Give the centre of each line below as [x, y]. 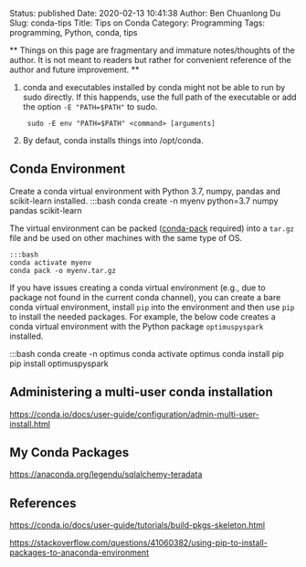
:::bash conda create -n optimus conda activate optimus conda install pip [147, 353]
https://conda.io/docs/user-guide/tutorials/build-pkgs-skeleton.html [137, 525]
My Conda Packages [69, 452]
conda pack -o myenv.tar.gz [63, 270]
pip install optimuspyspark [59, 363]
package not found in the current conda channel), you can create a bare [145, 297]
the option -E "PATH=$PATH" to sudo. [90, 107]
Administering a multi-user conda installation [142, 392]
